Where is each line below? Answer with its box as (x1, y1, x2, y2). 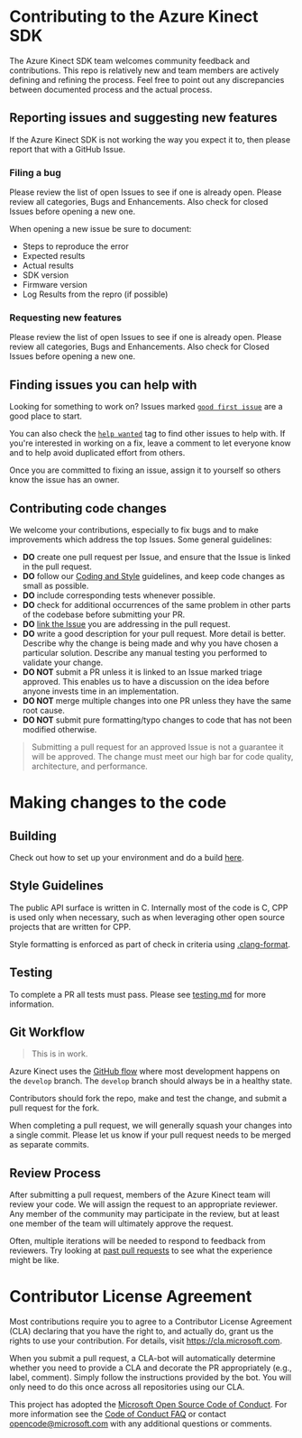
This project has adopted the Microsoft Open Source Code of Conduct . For (9, 1399, 288, 1410)
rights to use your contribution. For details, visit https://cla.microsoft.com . (9, 1335, 282, 1346)
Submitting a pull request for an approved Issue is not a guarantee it (31, 742, 284, 752)
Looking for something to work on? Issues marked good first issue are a (9, 401, 283, 412)
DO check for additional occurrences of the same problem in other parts (22, 599, 291, 610)
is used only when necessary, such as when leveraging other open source (9, 911, 286, 922)
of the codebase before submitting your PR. (22, 609, 186, 620)
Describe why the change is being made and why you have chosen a (22, 638, 279, 649)
